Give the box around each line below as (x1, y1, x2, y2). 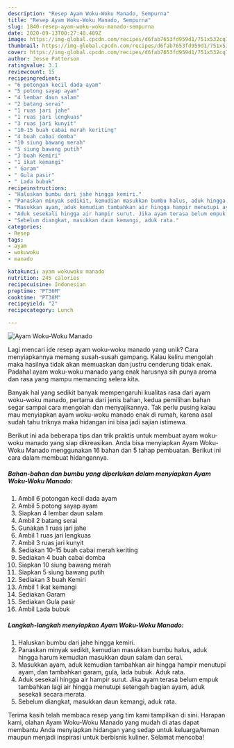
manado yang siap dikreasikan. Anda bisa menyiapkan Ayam (24, 439, 199, 447)
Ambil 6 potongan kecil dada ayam (17, 494, 117, 502)
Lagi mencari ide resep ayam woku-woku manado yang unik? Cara (8, 345, 199, 354)
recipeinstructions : (8, 185, 68, 192)
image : (8, 36, 27, 43)
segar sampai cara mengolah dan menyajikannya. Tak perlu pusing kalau (8, 404, 216, 411)
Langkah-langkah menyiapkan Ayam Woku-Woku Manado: (8, 621, 184, 629)
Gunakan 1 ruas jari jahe (17, 524, 87, 532)
